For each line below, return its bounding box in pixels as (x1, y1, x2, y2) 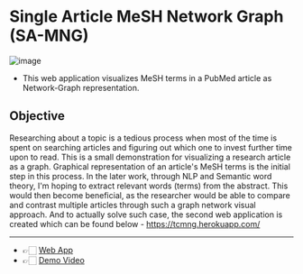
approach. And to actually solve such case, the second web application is (9, 209, 283, 220)
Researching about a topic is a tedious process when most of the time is (9, 132, 278, 143)
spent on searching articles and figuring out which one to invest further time (9, 142, 293, 152)
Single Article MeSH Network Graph (9, 6, 284, 27)
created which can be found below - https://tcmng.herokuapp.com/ (9, 218, 261, 229)
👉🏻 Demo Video (22, 254, 86, 265)
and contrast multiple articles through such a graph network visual (9, 199, 256, 210)
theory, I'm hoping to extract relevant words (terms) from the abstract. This (9, 180, 289, 191)
